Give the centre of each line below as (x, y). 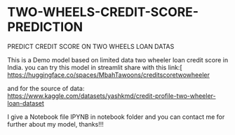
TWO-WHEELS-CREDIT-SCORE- (103, 12)
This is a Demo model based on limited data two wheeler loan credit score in (118, 59)
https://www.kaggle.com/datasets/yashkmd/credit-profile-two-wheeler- (112, 96)
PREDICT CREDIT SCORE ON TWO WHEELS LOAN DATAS (91, 46)
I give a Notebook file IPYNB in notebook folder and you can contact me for (116, 117)
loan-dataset (26, 103)
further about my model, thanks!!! (55, 124)
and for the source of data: (46, 88)
